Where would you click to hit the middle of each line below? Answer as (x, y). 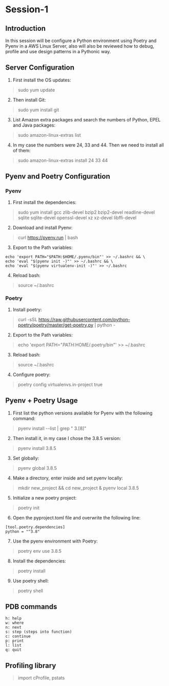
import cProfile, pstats (41, 678)
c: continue (18, 636)
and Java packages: (34, 125)
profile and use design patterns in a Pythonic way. (58, 51)
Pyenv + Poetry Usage (41, 401)
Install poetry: (27, 309)
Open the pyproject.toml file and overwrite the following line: (77, 517)
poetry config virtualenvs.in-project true (60, 384)
